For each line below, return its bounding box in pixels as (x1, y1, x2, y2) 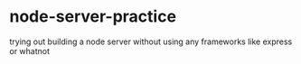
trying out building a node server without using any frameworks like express (9, 36, 293, 47)
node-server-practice (9, 6, 177, 27)
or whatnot (9, 45, 51, 56)
